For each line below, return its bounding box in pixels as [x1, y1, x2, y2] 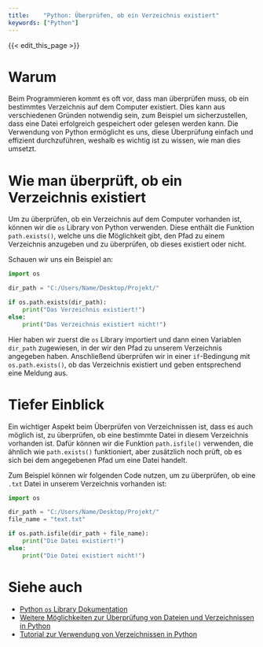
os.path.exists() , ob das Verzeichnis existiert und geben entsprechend [8, 360, 242, 369]
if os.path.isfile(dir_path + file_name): [8, 530, 149, 538]
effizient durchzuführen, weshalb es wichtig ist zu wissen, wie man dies [8, 135, 241, 146]
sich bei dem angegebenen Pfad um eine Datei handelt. [8, 455, 188, 464]
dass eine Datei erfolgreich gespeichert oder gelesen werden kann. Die [8, 119, 239, 128]
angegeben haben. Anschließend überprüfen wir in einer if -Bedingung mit [8, 351, 250, 360]
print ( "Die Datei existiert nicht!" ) [22, 552, 146, 560]
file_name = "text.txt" [8, 516, 86, 523]
